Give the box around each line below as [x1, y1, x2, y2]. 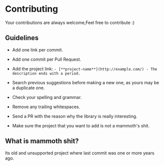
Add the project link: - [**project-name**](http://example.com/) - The [12, 66, 158, 71]
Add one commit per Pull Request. [12, 56, 81, 62]
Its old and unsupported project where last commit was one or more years [5, 150, 155, 156]
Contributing [5, 3, 58, 15]
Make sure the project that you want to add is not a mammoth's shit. [12, 122, 150, 128]
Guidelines [5, 34, 39, 42]
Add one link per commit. [12, 47, 63, 52]
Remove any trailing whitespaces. [12, 104, 80, 110]
